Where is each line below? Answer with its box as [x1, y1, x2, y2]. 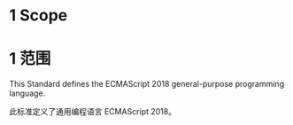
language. [9, 88, 46, 98]
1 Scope [9, 5, 68, 26]
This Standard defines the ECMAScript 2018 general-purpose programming [9, 79, 285, 90]
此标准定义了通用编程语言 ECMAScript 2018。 [9, 106, 177, 117]
